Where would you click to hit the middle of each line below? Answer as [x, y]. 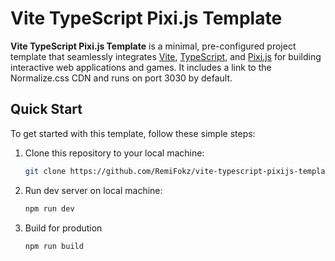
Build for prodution [63, 228]
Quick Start [46, 109]
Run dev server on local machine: [93, 190]
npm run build [54, 246]
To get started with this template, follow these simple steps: [133, 133]
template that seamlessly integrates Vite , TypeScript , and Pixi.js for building [166, 56]
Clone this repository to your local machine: [114, 153]
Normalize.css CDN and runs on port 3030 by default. [121, 78]
